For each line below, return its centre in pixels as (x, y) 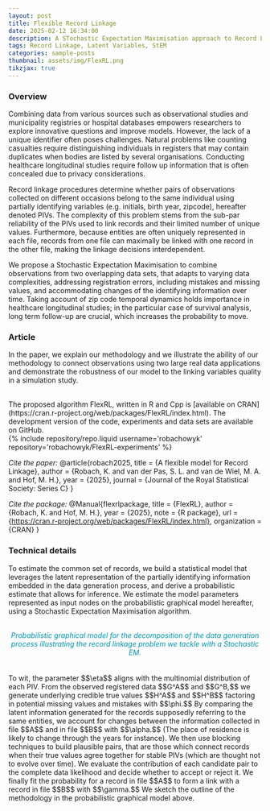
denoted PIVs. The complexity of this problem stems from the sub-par (124, 215)
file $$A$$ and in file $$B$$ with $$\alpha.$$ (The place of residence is (129, 729)
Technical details (43, 551)
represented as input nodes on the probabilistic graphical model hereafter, (131, 602)
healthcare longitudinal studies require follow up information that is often (129, 165)
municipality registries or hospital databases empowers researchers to (125, 122)
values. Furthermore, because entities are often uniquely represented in (127, 232)
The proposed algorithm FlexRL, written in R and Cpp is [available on (122, 404)
